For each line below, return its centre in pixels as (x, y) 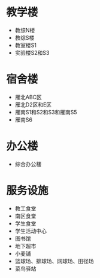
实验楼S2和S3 (32, 52)
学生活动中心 (31, 231)
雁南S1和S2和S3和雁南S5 (46, 112)
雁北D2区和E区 (33, 104)
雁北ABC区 (28, 97)
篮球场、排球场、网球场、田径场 (54, 261)
